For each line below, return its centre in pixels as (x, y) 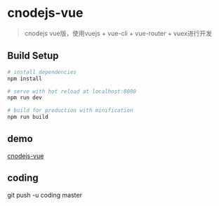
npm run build (28, 117)
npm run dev (25, 98)
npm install (25, 79)
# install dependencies (42, 72)
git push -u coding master (45, 195)
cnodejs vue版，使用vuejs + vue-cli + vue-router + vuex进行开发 (118, 33)
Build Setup (33, 56)
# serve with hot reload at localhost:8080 (72, 91)
